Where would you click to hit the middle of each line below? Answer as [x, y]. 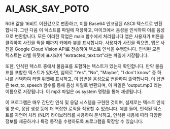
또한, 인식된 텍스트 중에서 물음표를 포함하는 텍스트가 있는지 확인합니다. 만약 [80, 66]
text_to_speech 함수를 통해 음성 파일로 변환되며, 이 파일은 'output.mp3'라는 [86, 85]
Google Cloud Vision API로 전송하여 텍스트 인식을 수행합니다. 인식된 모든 [88, 49]
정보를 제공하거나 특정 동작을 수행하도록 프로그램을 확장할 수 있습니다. [74, 121]
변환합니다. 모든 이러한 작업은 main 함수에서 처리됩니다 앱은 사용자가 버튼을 [89, 36]
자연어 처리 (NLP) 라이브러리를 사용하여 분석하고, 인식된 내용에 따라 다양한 [88, 115]
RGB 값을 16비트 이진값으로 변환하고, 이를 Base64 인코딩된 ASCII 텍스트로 [79, 23]
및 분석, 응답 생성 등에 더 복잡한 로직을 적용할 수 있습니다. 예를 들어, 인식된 [79, 108]
